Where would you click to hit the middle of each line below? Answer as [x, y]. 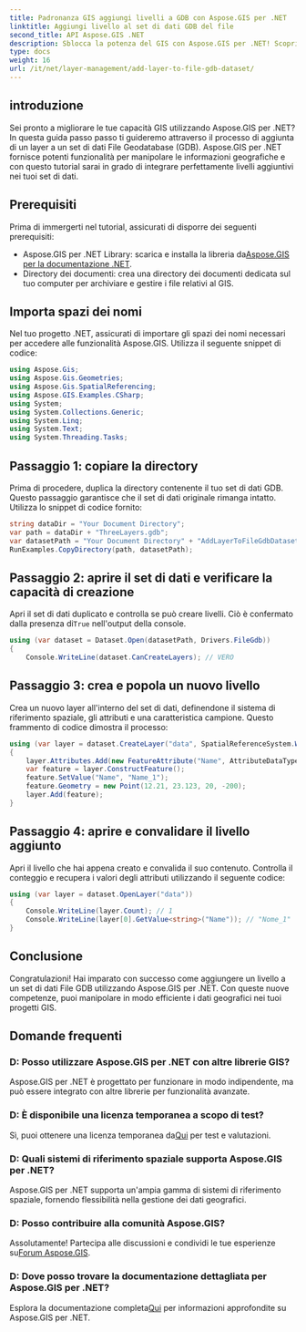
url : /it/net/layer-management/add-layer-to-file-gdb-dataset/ [132, 69]
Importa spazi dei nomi [76, 311]
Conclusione [46, 957]
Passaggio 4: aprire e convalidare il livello [130, 832]
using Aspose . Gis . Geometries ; [67, 378]
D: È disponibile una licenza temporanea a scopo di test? [137, 1115]
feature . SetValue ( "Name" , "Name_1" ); [97, 778]
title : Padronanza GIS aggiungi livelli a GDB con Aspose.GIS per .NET [148, 18]
